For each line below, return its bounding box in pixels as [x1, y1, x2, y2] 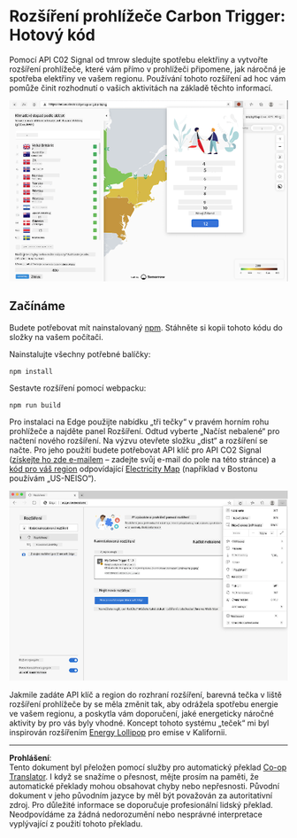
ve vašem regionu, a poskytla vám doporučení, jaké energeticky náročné [9, 708, 274, 718]
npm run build [9, 400, 62, 409]
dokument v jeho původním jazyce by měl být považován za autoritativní [9, 790, 272, 801]
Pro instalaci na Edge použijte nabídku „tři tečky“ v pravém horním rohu [9, 416, 270, 427]
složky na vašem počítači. [9, 331, 103, 342]
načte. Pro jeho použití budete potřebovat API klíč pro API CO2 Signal [9, 445, 263, 455]
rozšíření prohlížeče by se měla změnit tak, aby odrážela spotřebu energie [9, 698, 278, 710]
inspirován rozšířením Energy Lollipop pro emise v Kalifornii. [9, 726, 227, 737]
